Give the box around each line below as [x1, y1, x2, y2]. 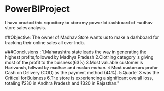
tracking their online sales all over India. [5, 39, 85, 45]
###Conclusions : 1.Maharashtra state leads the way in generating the [5, 49, 147, 55]
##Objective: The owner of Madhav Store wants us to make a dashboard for [5, 34, 159, 40]
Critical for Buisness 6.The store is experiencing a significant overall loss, [5, 75, 153, 81]
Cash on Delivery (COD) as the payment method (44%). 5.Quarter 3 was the [5, 69, 160, 75]
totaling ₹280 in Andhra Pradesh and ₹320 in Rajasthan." [5, 80, 119, 86]
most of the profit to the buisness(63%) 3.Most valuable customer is [5, 59, 143, 65]
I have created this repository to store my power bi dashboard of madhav [5, 20, 153, 25]
